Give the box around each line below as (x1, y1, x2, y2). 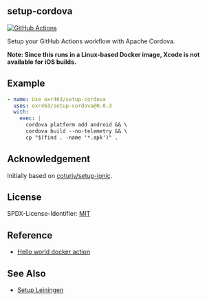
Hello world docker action (17, 247, 91, 256)
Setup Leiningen (17, 286, 64, 294)
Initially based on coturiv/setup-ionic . (7, 171, 113, 179)
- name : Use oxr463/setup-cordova (7, 96, 107, 102)
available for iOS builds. (7, 58, 77, 66)
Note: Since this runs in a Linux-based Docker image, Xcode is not (7, 50, 200, 58)
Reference (7, 230, 53, 241)
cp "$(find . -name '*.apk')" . (25, 134, 118, 141)
